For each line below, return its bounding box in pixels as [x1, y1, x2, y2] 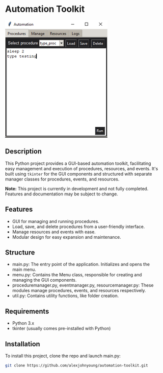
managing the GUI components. [12, 277, 77, 283]
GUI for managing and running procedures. [12, 218, 100, 224]
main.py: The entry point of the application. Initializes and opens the [12, 261, 150, 267]
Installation [5, 339, 40, 348]
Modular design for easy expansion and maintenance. [12, 234, 121, 240]
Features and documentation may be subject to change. [5, 191, 118, 197]
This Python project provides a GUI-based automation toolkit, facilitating [5, 160, 151, 166]
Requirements [5, 307, 49, 315]
